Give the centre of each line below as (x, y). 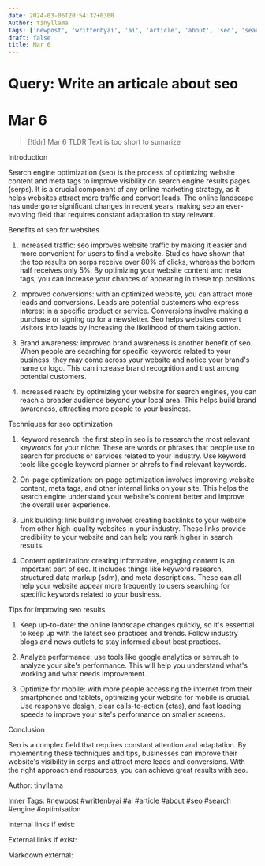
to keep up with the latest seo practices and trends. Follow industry (129, 634)
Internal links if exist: (42, 825)
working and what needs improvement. (83, 674)
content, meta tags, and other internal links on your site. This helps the (134, 488)
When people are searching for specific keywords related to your (125, 352)
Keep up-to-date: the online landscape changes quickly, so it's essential (137, 625)
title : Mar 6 (30, 45)
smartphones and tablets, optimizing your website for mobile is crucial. (135, 698)
